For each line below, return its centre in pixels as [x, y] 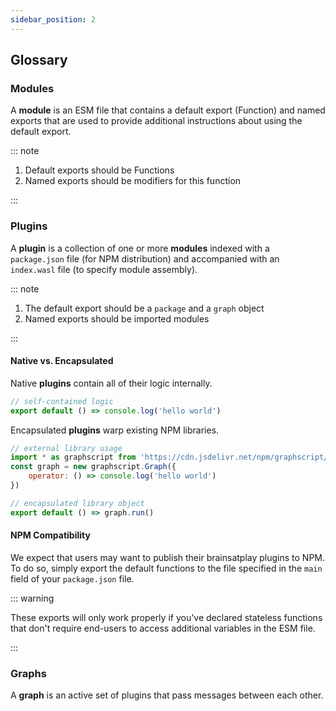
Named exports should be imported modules [117, 318]
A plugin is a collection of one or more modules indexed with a [140, 248]
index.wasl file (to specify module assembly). [104, 269]
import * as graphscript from [73, 457]
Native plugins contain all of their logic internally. [111, 383]
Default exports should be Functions [99, 170]
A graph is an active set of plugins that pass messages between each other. [167, 695]
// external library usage [66, 448]
